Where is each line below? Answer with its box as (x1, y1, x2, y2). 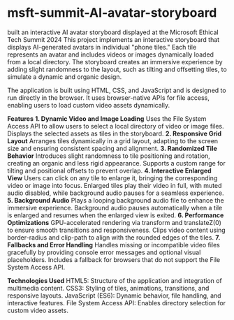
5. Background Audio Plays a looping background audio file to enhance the (7, 196, 225, 204)
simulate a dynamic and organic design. (7, 72, 122, 81)
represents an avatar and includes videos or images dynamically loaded (7, 50, 214, 59)
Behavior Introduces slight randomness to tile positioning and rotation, (7, 152, 211, 160)
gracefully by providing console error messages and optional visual (7, 248, 201, 256)
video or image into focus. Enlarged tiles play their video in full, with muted (7, 181, 222, 189)
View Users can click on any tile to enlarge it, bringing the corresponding (7, 173, 218, 182)
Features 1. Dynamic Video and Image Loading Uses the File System (7, 114, 207, 123)
